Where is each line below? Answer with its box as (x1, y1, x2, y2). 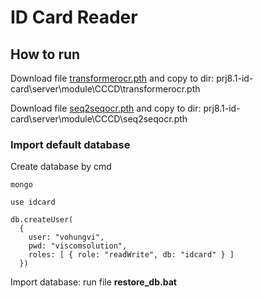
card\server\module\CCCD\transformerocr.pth (10, 83, 201, 95)
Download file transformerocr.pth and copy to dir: (10, 72, 215, 84)
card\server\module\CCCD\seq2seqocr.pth (10, 113, 188, 125)
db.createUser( (10, 215, 74, 225)
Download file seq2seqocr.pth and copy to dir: (10, 102, 202, 114)
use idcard (10, 197, 56, 208)
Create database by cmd (10, 161, 112, 173)
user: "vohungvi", (28, 232, 105, 243)
